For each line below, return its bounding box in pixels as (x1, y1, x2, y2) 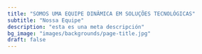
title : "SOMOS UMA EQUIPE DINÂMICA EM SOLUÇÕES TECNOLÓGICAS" (7, 10, 196, 18)
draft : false (7, 36, 46, 43)
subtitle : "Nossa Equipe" (7, 17, 84, 24)
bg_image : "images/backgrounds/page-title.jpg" (7, 29, 151, 37)
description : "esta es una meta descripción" (7, 23, 144, 30)
